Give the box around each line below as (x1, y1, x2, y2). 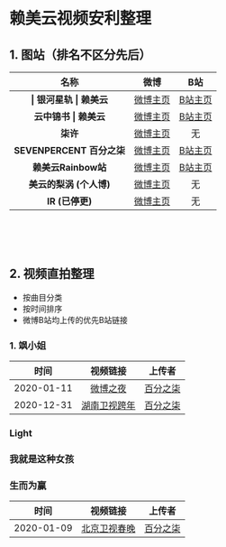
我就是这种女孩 (9, 452, 75, 465)
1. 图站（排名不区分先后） (9, 47, 151, 62)
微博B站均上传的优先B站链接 (22, 314, 129, 325)
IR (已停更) (46, 195, 93, 208)
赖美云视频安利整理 (9, 8, 152, 29)
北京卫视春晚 (80, 523, 136, 535)
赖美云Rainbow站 (32, 162, 107, 173)
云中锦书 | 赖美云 (33, 110, 105, 123)
